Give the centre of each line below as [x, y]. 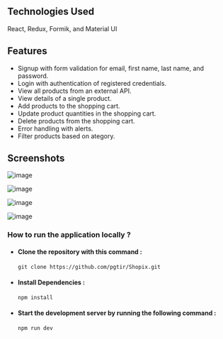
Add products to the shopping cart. [69, 106]
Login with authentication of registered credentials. [92, 83]
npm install [35, 297]
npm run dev [35, 328]
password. [33, 76]
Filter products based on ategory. [66, 136]
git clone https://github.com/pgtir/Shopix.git [89, 267]
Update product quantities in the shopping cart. [87, 113]
